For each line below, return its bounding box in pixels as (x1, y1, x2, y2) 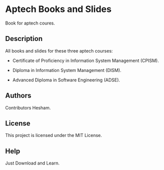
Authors (5, 91, 32, 100)
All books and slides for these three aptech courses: (5, 47, 113, 53)
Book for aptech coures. (5, 20, 55, 26)
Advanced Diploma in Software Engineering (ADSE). (12, 76, 120, 83)
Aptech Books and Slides (5, 3, 112, 15)
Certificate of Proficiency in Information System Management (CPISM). (12, 57, 159, 63)
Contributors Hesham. (5, 104, 51, 110)
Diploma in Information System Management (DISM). (12, 67, 122, 73)
